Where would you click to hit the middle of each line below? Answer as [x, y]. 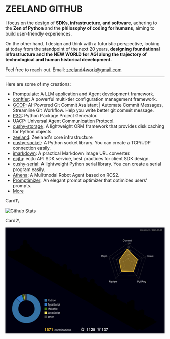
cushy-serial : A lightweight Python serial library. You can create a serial [87, 164]
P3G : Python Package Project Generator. [55, 115]
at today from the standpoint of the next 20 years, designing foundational [83, 49]
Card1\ [12, 200]
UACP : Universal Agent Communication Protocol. [63, 121]
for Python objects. [33, 131]
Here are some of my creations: [38, 84]
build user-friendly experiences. [39, 33]
